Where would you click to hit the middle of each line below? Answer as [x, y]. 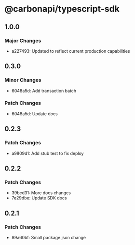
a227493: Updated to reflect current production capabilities [71, 51]
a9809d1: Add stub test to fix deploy [47, 153]
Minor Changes [23, 80]
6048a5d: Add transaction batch [44, 91]
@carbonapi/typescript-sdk [62, 9]
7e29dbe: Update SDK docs [39, 198]
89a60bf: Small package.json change [49, 237]
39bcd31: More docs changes [41, 193]
